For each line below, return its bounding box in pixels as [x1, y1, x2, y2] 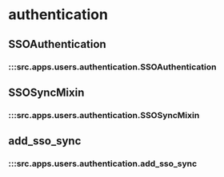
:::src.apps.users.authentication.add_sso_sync [8, 158, 198, 169]
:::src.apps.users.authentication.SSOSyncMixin [8, 109, 200, 120]
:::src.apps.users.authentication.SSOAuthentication [8, 61, 217, 73]
